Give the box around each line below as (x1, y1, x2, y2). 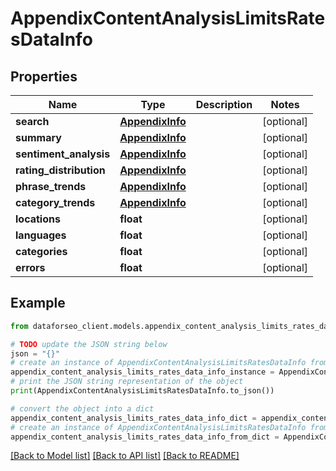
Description (195, 98, 253, 111)
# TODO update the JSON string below (10, 339, 168, 349)
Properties (10, 68, 78, 85)
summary (15, 131, 62, 144)
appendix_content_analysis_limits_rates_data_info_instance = (10, 367, 275, 377)
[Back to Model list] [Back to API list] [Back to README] (10, 450, 240, 462)
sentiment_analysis (15, 147, 111, 161)
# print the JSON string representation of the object (10, 377, 244, 387)
